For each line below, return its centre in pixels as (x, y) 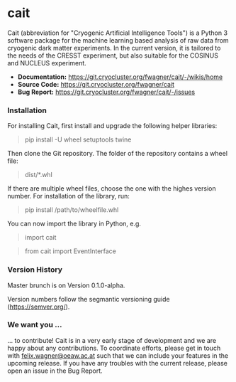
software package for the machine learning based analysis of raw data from (118, 40)
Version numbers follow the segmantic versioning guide (89, 299)
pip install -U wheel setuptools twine (78, 139)
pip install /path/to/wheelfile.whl (72, 210)
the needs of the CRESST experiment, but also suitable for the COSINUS (113, 55)
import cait (40, 238)
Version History (35, 270)
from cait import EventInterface (71, 251)
